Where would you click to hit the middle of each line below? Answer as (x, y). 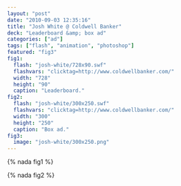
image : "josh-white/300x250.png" (61, 142)
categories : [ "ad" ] (35, 39)
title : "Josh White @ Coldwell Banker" (65, 26)
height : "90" (32, 84)
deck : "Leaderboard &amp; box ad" (57, 33)
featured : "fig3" (32, 53)
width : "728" (32, 78)
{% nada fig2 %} (31, 175)
